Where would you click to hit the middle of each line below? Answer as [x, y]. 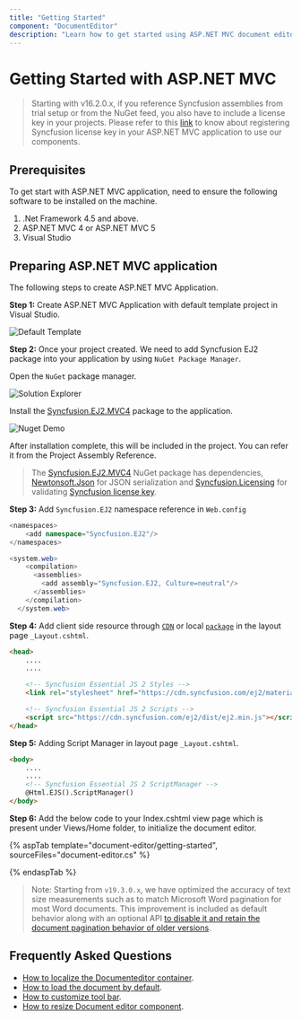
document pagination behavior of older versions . [121, 928]
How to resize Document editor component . [103, 1006]
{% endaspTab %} [43, 872]
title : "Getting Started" [57, 18]
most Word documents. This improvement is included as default [149, 909]
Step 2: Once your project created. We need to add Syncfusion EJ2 [133, 349]
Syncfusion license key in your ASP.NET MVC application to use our [156, 132]
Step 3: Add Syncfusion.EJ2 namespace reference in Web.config [128, 509]
